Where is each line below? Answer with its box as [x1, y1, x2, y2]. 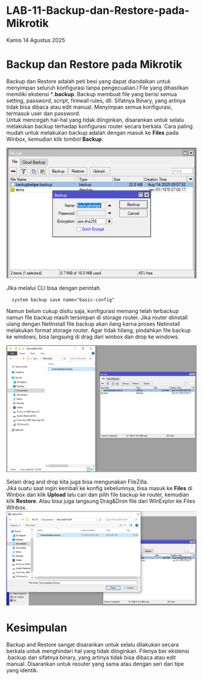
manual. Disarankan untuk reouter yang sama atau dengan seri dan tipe [6, 660, 184, 667]
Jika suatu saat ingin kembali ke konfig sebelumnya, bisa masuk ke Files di [6, 485, 193, 492]
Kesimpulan [6, 621, 68, 635]
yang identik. [6, 666, 39, 674]
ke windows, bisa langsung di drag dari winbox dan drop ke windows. [6, 333, 179, 340]
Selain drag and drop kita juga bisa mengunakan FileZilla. [6, 478, 149, 485]
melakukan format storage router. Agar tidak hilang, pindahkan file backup [6, 327, 192, 334]
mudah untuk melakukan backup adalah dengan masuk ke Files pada [6, 129, 179, 136]
